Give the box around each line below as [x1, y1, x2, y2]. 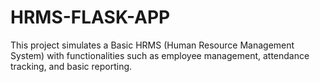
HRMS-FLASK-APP [10, 6, 171, 29]
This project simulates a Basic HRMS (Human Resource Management [10, 39, 295, 51]
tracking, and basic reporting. [10, 60, 133, 72]
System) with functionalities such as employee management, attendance [10, 49, 310, 61]
